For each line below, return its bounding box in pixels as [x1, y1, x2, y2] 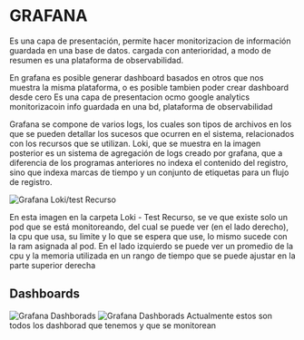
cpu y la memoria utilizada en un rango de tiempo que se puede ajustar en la [9, 250, 296, 261]
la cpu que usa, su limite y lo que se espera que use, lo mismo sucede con [9, 230, 288, 241]
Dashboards [9, 287, 80, 302]
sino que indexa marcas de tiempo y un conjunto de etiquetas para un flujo [9, 167, 289, 178]
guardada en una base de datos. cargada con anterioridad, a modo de [9, 44, 271, 55]
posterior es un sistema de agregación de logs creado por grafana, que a [9, 147, 283, 159]
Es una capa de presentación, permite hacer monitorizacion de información [9, 35, 292, 46]
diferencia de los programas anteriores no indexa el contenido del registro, [9, 157, 289, 168]
